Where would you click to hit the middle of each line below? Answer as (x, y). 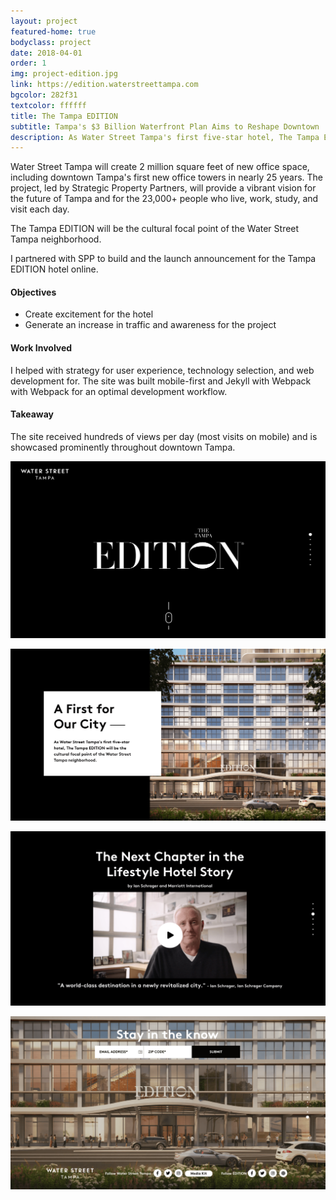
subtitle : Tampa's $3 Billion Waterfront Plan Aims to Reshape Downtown (165, 126)
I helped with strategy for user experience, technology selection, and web (162, 370)
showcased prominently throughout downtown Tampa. (123, 447)
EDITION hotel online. (54, 269)
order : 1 (28, 63)
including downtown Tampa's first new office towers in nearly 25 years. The (167, 177)
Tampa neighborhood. (56, 239)
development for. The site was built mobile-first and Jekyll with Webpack (161, 381)
